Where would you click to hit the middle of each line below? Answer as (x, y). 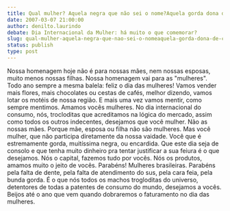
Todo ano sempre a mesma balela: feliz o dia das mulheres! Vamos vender (112, 85)
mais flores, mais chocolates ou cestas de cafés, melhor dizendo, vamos (110, 92)
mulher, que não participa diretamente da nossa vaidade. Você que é (104, 136)
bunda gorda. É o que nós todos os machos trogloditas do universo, (103, 180)
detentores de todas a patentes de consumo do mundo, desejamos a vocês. (114, 187)
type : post (23, 52)
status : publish (30, 45)
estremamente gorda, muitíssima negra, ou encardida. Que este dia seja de (113, 143)
